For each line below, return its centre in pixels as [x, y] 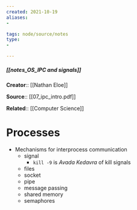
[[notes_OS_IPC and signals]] [44, 69]
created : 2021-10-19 [32, 12]
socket [32, 175]
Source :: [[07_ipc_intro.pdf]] [41, 97]
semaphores [39, 200]
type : [13, 40]
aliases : [17, 17]
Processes [33, 133]
